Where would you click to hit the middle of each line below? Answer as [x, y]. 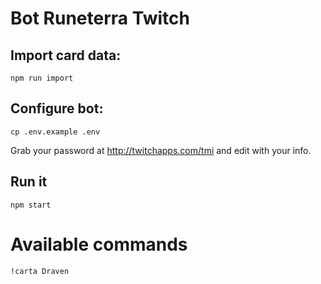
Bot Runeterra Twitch [100, 18]
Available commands [99, 244]
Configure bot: [57, 108]
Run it [29, 182]
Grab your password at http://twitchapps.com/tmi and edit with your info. [161, 150]
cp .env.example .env [55, 132]
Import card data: [66, 55]
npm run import [42, 78]
